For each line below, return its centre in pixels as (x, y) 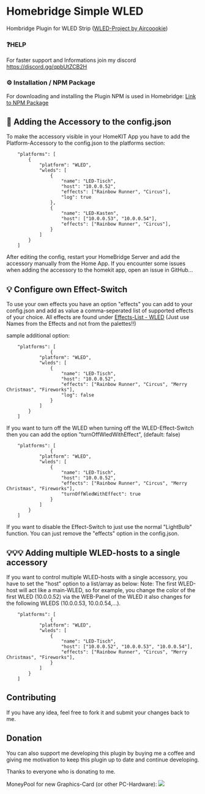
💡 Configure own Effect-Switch (67, 289)
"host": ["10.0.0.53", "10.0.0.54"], (109, 219)
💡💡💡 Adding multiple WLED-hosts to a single (93, 553)
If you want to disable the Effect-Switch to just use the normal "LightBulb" (99, 527)
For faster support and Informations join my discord (71, 60)
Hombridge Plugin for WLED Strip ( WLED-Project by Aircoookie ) (87, 28)
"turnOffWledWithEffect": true (101, 494)
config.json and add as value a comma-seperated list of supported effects (100, 310)
